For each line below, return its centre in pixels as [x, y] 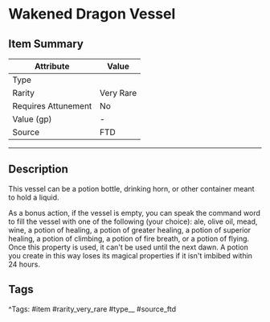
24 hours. [24, 264]
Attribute [52, 66]
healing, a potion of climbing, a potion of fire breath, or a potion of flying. [129, 238]
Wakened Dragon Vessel [92, 14]
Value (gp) [32, 119]
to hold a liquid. [34, 197]
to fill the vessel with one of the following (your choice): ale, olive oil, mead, [133, 221]
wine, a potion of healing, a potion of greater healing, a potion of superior [130, 229]
